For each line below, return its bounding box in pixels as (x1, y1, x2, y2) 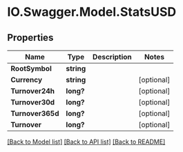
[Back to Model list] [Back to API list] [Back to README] (7, 137, 166, 146)
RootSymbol (10, 64, 52, 73)
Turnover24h (10, 86, 55, 95)
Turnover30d (10, 97, 55, 107)
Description (92, 53, 133, 61)
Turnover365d (10, 108, 60, 118)
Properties (7, 32, 54, 44)
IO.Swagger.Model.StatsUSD (7, 4, 177, 20)
